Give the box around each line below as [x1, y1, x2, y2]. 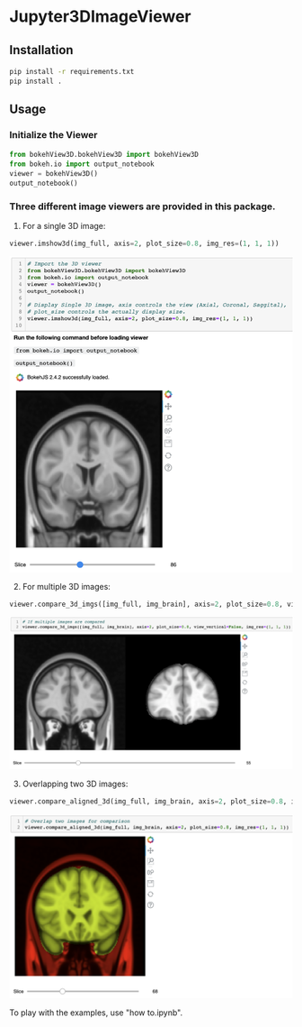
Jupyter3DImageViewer [9, 6, 191, 27]
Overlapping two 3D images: [22, 778, 129, 790]
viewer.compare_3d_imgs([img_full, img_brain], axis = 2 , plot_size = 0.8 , [9, 600, 283, 610]
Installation [9, 42, 74, 58]
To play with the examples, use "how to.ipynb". [9, 1007, 182, 1018]
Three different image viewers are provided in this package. [9, 200, 276, 213]
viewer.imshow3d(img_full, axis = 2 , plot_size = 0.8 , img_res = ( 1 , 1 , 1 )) [9, 239, 280, 249]
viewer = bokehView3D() [9, 170, 99, 179]
